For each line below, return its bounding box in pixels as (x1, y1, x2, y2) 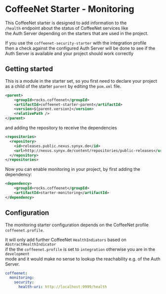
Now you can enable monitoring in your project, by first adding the (5, 166, 140, 172)
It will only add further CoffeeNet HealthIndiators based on (5, 237, 127, 243)
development (5, 251, 30, 256)
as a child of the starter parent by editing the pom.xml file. (5, 83, 122, 89)
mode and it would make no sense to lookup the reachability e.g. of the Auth (5, 256, 161, 262)
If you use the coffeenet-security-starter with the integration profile (5, 40, 147, 46)
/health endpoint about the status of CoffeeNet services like (5, 25, 128, 31)
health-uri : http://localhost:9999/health (18, 285, 107, 290)
